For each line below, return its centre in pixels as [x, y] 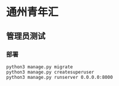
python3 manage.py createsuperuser [50, 72]
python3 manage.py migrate [40, 67]
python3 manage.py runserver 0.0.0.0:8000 [59, 77]
